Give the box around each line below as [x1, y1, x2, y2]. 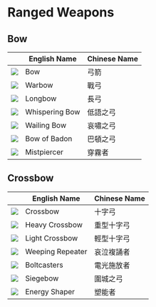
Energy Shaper [25, 286, 76, 296]
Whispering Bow [25, 107, 80, 116]
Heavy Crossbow [25, 219, 83, 229]
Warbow [25, 80, 53, 90]
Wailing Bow [25, 121, 66, 130]
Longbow [25, 94, 57, 104]
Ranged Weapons [7, 4, 115, 21]
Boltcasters [25, 260, 63, 270]
